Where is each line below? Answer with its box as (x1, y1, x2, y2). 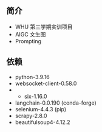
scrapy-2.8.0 (15, 112, 47, 119)
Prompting (15, 37, 41, 44)
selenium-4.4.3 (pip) (15, 105, 67, 113)
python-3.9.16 (15, 73, 50, 80)
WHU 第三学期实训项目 (15, 23, 73, 30)
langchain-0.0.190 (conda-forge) (15, 99, 97, 106)
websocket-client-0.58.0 (15, 80, 77, 87)
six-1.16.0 (24, 92, 47, 100)
